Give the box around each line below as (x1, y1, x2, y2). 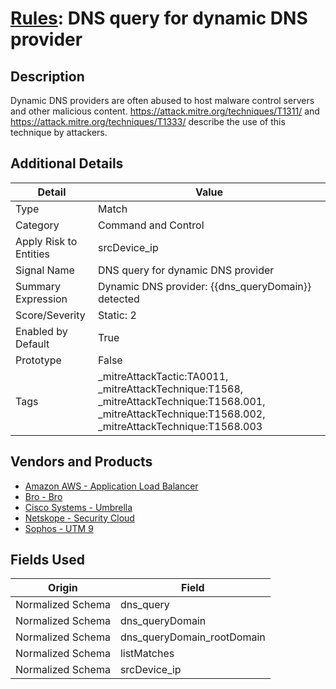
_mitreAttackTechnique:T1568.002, (97, 407, 266, 421)
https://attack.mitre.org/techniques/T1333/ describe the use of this (10, 116, 286, 127)
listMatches (119, 647, 175, 661)
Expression (15, 292, 68, 306)
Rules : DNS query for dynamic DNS (10, 7, 308, 30)
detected (97, 292, 140, 306)
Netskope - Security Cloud (24, 512, 135, 524)
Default (15, 337, 50, 351)
